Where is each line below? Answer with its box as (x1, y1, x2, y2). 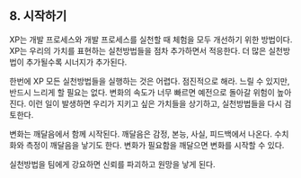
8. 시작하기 (9, 8, 67, 24)
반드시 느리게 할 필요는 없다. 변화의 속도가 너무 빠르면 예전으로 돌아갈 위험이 (9, 86, 276, 97)
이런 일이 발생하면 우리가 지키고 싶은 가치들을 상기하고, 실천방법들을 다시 (28, 98, 283, 109)
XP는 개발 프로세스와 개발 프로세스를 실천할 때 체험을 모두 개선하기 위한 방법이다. (9, 34, 293, 45)
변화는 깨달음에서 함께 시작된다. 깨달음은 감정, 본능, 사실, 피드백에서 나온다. (9, 129, 272, 139)
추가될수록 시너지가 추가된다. (25, 57, 128, 67)
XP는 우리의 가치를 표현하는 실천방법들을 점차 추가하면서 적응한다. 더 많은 (9, 45, 267, 56)
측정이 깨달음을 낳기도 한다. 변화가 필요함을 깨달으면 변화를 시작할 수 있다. (25, 139, 285, 150)
